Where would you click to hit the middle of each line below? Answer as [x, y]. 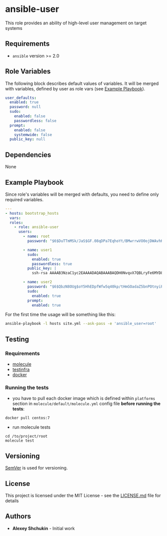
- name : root [37, 236]
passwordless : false [35, 121]
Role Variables [28, 71]
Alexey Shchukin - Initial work [43, 528]
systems [14, 28]
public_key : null [28, 139]
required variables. [24, 199]
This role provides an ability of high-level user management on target [76, 23]
